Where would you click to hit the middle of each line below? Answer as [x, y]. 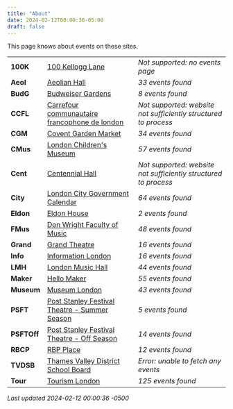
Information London [79, 256]
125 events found [167, 381]
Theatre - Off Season [82, 339]
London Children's [77, 145]
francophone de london [85, 122]
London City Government [88, 194]
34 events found [165, 134]
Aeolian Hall [66, 83]
